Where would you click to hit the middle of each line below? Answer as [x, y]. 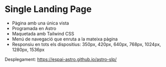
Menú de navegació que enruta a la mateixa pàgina [65, 39]
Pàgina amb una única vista [40, 23]
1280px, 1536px [28, 49]
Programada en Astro [34, 28]
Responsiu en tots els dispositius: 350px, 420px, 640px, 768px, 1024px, [87, 44]
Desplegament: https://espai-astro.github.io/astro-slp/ [61, 59]
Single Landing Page [48, 9]
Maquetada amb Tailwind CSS [43, 33]
